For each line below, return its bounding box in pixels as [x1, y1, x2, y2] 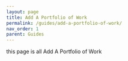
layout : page [6, 8, 39, 15]
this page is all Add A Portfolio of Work [6, 48, 102, 55]
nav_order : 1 [6, 25, 39, 32]
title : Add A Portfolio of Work [6, 14, 87, 21]
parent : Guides [6, 31, 44, 37]
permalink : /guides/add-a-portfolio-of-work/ [6, 20, 122, 26]
